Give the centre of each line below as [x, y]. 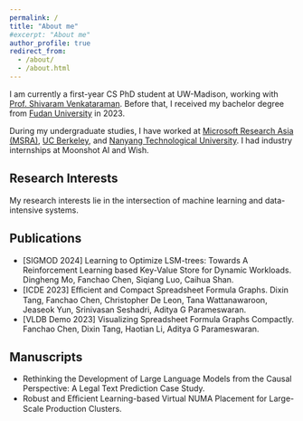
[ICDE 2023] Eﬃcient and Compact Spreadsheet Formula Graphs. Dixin [156, 290]
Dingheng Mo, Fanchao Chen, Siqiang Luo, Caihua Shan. [128, 279]
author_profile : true [50, 43]
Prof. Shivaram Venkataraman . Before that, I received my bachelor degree [147, 103]
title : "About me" [44, 26]
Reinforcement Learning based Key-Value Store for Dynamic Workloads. [157, 270]
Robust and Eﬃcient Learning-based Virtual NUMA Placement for [145, 398]
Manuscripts [46, 357]
